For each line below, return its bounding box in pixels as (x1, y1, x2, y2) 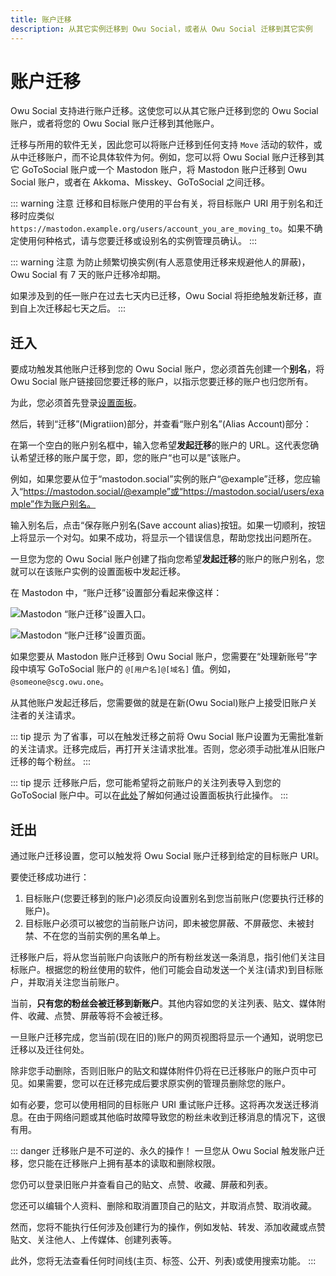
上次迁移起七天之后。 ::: (27, 302, 127, 315)
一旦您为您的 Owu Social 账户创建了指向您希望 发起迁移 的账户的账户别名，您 (10, 553, 325, 565)
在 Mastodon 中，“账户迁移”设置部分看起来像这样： (10, 587, 223, 599)
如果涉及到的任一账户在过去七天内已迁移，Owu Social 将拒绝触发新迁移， (10, 290, 314, 302)
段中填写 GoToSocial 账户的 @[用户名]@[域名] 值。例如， (10, 663, 237, 675)
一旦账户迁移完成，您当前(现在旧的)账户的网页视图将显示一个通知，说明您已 (10, 1031, 324, 1043)
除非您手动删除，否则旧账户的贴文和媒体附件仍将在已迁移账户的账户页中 (10, 1065, 308, 1077)
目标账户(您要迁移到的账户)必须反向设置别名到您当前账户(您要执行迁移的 (24, 892, 325, 905)
